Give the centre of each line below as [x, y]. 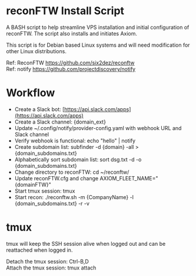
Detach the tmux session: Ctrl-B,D [48, 261]
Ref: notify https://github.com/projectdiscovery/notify [71, 69]
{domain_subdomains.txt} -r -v [52, 203]
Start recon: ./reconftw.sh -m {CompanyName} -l [74, 197]
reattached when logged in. [39, 250]
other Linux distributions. [36, 51]
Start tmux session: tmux [45, 191]
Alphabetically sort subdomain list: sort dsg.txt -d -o [78, 159]
